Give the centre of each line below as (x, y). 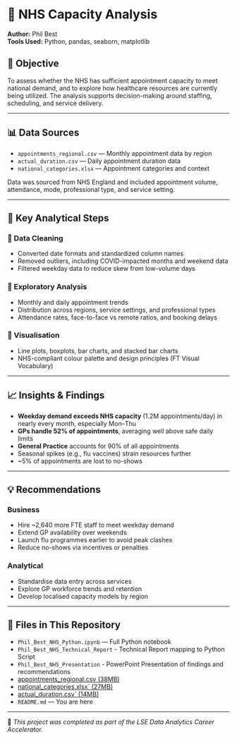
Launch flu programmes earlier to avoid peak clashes (95, 540)
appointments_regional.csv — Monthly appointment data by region (115, 153)
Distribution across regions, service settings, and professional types (116, 310)
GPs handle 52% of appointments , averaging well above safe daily (115, 431)
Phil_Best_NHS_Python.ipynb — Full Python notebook (94, 642)
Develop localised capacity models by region (83, 596)
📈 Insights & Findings (56, 395)
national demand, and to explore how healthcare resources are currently (112, 88)
